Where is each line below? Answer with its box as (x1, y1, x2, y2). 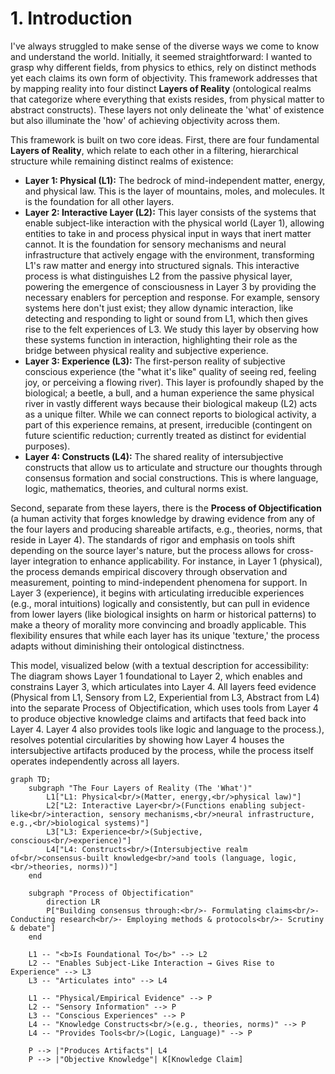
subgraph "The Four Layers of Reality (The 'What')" (28, 783, 253, 793)
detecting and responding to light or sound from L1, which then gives (24, 312, 308, 324)
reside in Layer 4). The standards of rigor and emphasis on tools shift (10, 533, 296, 546)
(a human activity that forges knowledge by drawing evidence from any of (10, 512, 316, 524)
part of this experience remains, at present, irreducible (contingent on (24, 418, 313, 431)
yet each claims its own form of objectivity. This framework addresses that (10, 72, 318, 84)
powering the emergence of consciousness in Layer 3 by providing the (24, 280, 317, 292)
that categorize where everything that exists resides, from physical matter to (10, 93, 325, 105)
